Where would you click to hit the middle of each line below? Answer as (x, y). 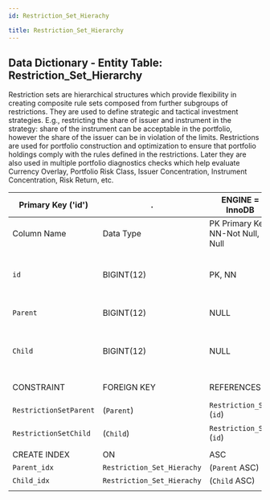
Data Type (122, 234)
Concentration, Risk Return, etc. (61, 180)
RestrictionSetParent (53, 410)
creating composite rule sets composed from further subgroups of (118, 103)
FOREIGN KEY (129, 387)
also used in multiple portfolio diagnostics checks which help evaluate (124, 163)
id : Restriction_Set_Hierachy (59, 16)
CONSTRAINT (39, 387)
